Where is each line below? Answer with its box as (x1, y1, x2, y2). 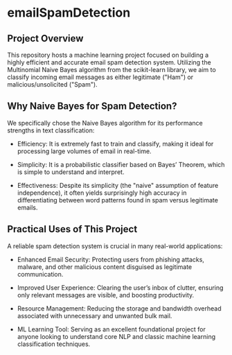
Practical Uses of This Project (7, 223, 138, 235)
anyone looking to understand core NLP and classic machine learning (17, 332, 216, 340)
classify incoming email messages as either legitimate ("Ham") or (7, 73, 194, 81)
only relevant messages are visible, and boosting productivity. (17, 291, 195, 299)
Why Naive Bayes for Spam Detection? (7, 101, 177, 112)
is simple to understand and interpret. (17, 168, 125, 176)
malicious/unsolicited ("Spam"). (7, 80, 98, 88)
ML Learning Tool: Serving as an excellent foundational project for (17, 324, 206, 334)
